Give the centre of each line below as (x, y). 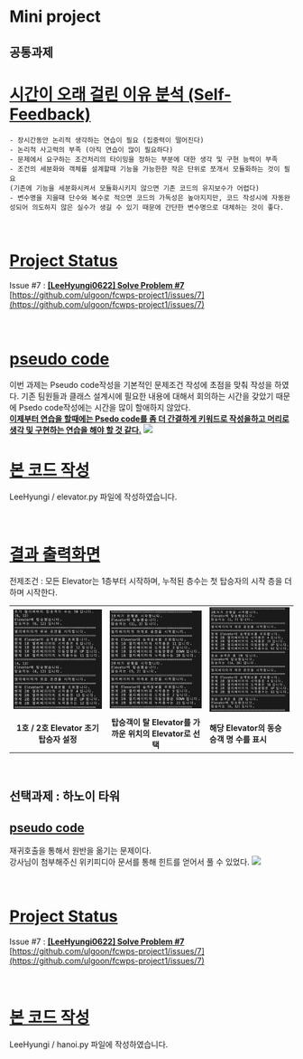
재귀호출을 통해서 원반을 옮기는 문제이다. (80, 850)
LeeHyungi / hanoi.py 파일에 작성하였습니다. (89, 1044)
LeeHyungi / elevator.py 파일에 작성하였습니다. (93, 497)
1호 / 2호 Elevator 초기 (58, 728)
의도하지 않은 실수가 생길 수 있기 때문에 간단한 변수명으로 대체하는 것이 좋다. (157, 207)
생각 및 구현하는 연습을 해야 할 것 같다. (75, 430)
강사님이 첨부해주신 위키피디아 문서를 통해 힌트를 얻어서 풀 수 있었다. (129, 862)
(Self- (210, 95)
